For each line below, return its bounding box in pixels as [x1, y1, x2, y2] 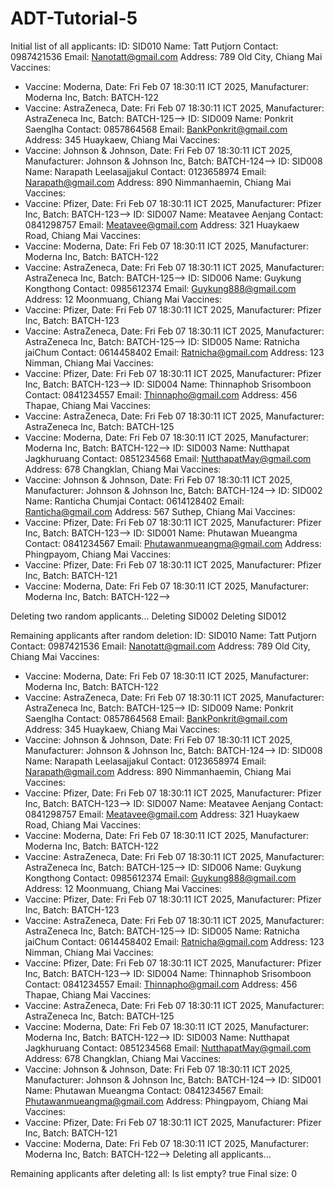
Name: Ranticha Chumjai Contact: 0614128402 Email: [24, 495, 245, 507]
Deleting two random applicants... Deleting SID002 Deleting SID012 [10, 610, 287, 622]
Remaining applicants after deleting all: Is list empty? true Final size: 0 [10, 1167, 298, 1179]
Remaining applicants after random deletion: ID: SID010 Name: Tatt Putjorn [10, 629, 317, 641]
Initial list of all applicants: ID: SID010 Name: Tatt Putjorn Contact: [10, 40, 279, 52]
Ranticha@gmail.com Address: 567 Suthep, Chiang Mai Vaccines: [24, 505, 296, 517]
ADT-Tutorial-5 [10, 7, 138, 30]
